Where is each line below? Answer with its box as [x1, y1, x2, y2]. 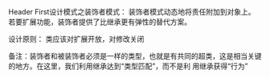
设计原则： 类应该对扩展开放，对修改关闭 [8, 35, 145, 43]
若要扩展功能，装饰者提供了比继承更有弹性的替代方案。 [8, 17, 191, 27]
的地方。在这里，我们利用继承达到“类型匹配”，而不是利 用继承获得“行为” [8, 61, 248, 71]
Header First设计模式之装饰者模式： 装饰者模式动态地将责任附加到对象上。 [8, 7, 256, 16]
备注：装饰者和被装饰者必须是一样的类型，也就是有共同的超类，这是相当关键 [8, 51, 262, 60]
